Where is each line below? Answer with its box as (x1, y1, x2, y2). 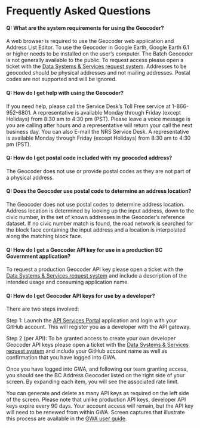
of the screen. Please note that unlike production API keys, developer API (6, 396, 186, 404)
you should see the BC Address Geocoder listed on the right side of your (6, 372, 185, 379)
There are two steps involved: (6, 306, 79, 313)
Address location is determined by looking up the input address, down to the (6, 207, 195, 214)
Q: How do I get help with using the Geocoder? (6, 89, 124, 96)
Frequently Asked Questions (6, 4, 151, 18)
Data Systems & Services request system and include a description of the (6, 272, 187, 279)
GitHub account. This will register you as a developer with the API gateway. (6, 324, 191, 331)
